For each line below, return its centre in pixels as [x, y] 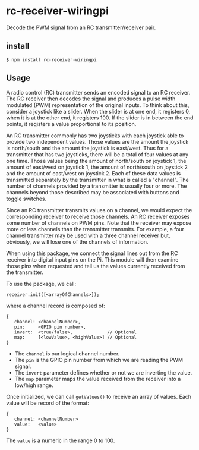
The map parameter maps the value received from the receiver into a [98, 379]
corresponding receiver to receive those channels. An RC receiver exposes [98, 216]
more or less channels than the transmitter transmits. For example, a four [95, 229]
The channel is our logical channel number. [67, 353]
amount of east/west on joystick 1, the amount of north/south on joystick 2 [97, 167]
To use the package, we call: [41, 284]
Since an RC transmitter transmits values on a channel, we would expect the [99, 210]
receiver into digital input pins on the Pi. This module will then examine [92, 259]
